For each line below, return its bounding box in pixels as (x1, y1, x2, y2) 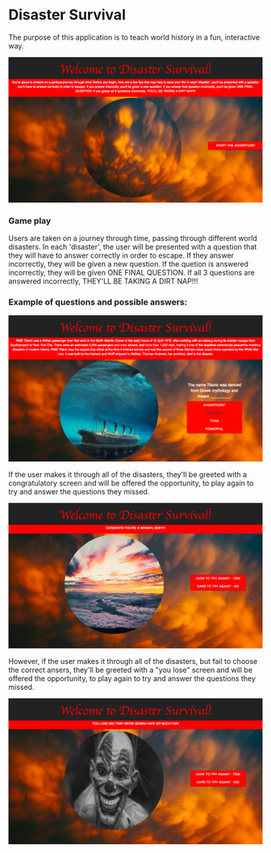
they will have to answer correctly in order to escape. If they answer (8, 250, 235, 260)
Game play (8, 215, 52, 226)
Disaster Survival (8, 6, 127, 24)
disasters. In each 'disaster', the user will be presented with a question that (8, 242, 257, 252)
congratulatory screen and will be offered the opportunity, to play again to (8, 478, 254, 488)
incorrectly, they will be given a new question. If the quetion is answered (8, 259, 248, 269)
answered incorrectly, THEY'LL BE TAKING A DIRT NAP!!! (8, 276, 198, 286)
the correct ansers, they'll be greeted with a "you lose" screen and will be (8, 665, 252, 675)
